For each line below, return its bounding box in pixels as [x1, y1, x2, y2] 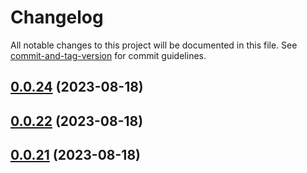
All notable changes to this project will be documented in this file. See [10, 39, 298, 51]
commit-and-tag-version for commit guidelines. [10, 49, 207, 61]
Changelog [10, 6, 104, 29]
